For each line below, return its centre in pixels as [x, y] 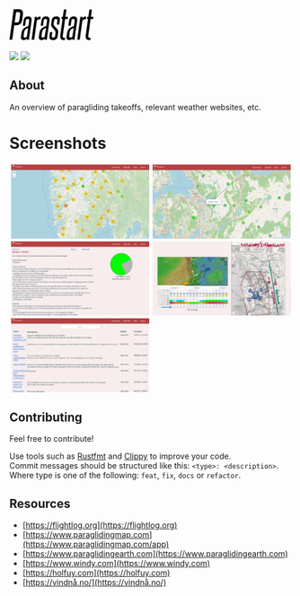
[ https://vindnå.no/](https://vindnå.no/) [94, 583]
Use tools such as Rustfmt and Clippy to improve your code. [120, 456]
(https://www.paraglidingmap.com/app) [96, 544]
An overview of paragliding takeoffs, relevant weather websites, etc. [136, 107]
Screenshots [58, 143]
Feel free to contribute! [52, 439]
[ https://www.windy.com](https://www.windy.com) [116, 564]
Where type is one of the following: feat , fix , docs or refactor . [125, 476]
